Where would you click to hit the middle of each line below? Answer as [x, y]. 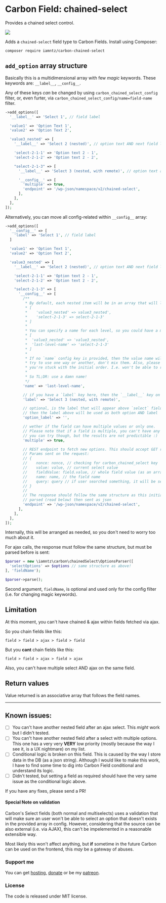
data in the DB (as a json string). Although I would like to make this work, [86, 760]
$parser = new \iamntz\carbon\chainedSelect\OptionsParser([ [69, 562]
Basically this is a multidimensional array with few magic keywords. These [81, 78]
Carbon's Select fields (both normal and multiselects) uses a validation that [82, 813]
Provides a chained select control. [40, 23]
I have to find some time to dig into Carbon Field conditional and [78, 765]
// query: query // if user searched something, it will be [89, 481]
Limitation [21, 610]
